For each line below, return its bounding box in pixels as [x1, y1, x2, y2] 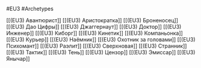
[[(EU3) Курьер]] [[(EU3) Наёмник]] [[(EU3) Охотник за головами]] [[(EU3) [6, 36, 196, 43]
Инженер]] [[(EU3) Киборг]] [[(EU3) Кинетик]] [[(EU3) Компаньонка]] [6, 29, 184, 37]
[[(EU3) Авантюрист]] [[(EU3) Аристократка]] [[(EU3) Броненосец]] [6, 17, 179, 23]
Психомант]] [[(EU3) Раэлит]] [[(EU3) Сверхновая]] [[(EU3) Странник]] [6, 42, 187, 49]
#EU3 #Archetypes [6, 5, 54, 12]
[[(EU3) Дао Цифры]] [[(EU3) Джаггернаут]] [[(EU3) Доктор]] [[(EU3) [6, 23, 182, 30]
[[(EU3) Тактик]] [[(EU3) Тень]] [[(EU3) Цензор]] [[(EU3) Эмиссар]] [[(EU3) [6, 49, 196, 56]
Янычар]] [6, 55, 30, 62]
